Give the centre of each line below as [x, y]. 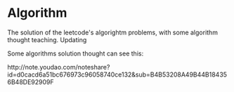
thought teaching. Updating [47, 39]
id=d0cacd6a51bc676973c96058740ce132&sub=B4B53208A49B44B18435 [117, 74]
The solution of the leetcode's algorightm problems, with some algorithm [112, 32]
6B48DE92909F [31, 81]
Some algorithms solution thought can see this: [76, 53]
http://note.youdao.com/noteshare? [59, 67]
